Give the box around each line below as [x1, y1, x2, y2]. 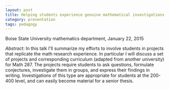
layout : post [5, 7, 33, 13]
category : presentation [5, 17, 56, 22]
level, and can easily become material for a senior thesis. [15, 78, 134, 84]
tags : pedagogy [5, 21, 38, 27]
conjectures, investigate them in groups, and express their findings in [5, 67, 150, 73]
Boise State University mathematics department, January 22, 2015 [5, 36, 144, 42]
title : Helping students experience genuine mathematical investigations [5, 12, 165, 17]
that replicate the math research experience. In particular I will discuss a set [5, 51, 164, 57]
